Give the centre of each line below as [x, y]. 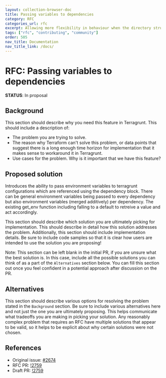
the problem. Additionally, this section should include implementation [75, 233]
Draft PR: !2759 [28, 370]
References [23, 348]
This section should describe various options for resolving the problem [77, 301]
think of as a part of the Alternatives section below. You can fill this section [82, 263]
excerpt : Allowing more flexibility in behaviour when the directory [78, 28]
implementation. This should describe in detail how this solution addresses [81, 227]
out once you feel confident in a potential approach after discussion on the [81, 268]
